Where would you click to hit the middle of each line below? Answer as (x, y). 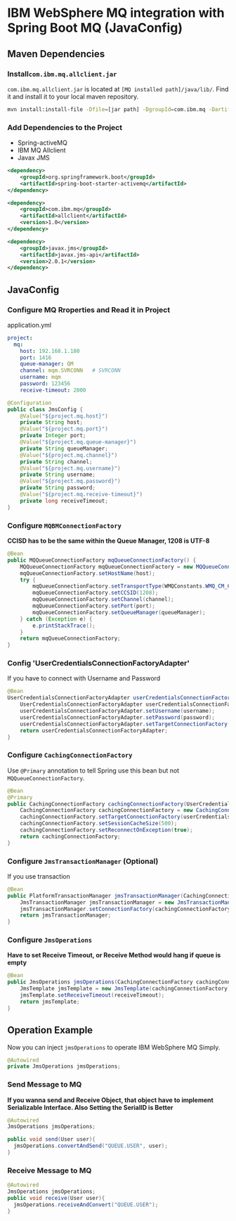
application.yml (29, 325)
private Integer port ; (53, 436)
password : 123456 (45, 384)
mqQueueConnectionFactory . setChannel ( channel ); (103, 600)
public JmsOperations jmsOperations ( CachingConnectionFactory (100, 982)
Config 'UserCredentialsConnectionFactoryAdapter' (98, 664)
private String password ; (58, 488)
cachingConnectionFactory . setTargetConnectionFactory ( (102, 817)
